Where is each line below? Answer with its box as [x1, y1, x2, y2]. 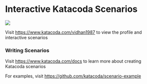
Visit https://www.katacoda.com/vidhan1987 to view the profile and [5, 29, 142, 35]
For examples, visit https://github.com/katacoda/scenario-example [5, 73, 141, 79]
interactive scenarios [5, 34, 48, 40]
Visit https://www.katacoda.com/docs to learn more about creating [5, 58, 142, 64]
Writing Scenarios [5, 47, 49, 54]
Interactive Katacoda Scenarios [5, 3, 138, 15]
